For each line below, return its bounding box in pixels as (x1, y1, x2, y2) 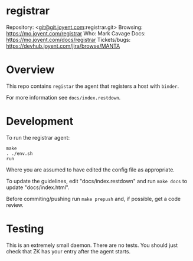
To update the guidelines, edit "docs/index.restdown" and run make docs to (6, 177, 188, 184)
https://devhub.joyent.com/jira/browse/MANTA (6, 42, 120, 49)
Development (6, 115, 74, 128)
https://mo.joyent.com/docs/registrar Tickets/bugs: (6, 36, 131, 43)
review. (6, 201, 24, 209)
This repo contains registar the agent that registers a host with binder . (6, 82, 179, 90)
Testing (6, 222, 44, 235)
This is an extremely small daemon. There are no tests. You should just (6, 242, 178, 249)
